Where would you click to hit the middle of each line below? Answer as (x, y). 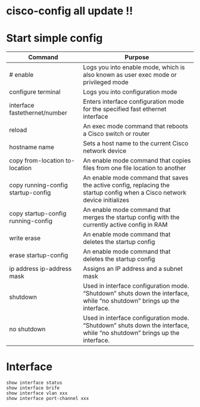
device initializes (106, 200)
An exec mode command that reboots (136, 127)
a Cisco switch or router (116, 134)
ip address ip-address (40, 269)
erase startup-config (39, 255)
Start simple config (54, 38)
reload (18, 130)
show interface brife (33, 388)
